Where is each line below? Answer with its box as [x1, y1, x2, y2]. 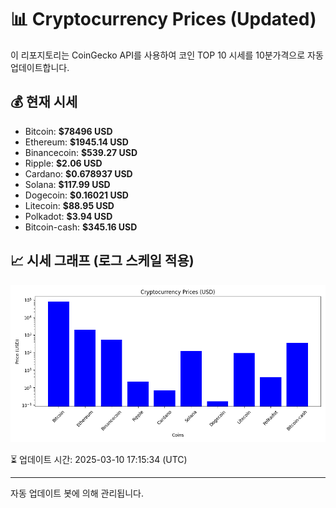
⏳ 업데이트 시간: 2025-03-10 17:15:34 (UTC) [10, 453, 188, 465]
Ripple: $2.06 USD [24, 157, 103, 169]
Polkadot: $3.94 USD [24, 210, 113, 222]
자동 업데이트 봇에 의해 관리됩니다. [10, 487, 144, 499]
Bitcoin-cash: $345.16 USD [24, 221, 138, 233]
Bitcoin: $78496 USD [24, 125, 113, 137]
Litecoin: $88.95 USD [24, 199, 115, 211]
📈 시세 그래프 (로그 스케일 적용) [10, 252, 195, 270]
